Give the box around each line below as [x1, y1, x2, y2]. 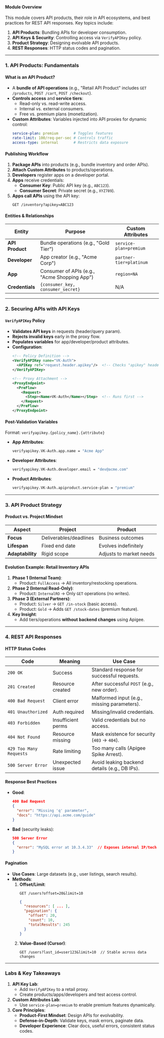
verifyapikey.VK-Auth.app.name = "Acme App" [12, 449, 104, 454]
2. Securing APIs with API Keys [5, 306, 80, 312]
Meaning [59, 658, 81, 665]
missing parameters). [91, 701, 141, 707]
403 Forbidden [7, 720, 41, 726]
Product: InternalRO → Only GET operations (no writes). [19, 591, 130, 597]
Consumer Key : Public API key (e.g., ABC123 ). [19, 182, 110, 188]
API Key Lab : [12, 981, 39, 987]
